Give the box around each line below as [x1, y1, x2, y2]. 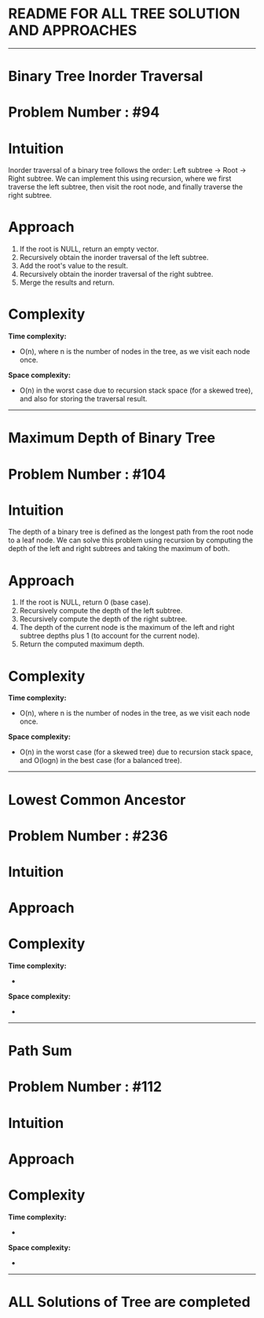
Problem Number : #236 [8, 827, 168, 844]
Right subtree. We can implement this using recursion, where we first [8, 174, 232, 184]
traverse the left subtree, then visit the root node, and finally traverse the [8, 182, 244, 192]
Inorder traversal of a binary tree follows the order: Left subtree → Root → [8, 166, 247, 175]
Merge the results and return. [19, 277, 115, 288]
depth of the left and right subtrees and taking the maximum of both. [8, 544, 230, 553]
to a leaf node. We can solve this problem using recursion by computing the [8, 535, 254, 545]
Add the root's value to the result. [19, 261, 128, 270]
